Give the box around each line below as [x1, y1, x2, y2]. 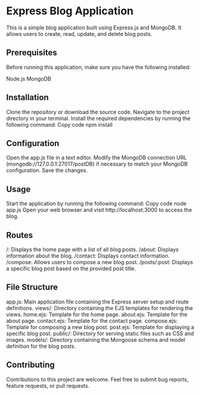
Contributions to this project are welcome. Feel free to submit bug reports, [6, 375, 189, 383]
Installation [6, 93, 49, 103]
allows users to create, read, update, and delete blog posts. [6, 30, 152, 37]
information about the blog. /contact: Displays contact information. [6, 252, 170, 259]
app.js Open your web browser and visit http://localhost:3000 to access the [6, 206, 192, 213]
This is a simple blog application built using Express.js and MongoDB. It [6, 24, 182, 31]
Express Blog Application [6, 4, 134, 18]
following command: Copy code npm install [6, 121, 113, 128]
